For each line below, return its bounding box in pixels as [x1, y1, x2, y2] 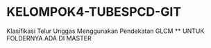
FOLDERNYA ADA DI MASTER [6, 34, 92, 42]
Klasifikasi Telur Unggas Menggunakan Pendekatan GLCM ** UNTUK [6, 27, 205, 35]
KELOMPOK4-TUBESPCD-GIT [6, 4, 182, 20]
